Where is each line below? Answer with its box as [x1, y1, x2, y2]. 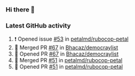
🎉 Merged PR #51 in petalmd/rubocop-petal [14, 57, 123, 64]
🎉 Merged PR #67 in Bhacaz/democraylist [14, 44, 119, 51]
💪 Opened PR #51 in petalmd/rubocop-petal [14, 63, 123, 71]
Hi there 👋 [5, 5, 36, 14]
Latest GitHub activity [5, 21, 71, 29]
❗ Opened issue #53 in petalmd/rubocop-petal [14, 35, 129, 42]
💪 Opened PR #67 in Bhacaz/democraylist [14, 50, 119, 57]
